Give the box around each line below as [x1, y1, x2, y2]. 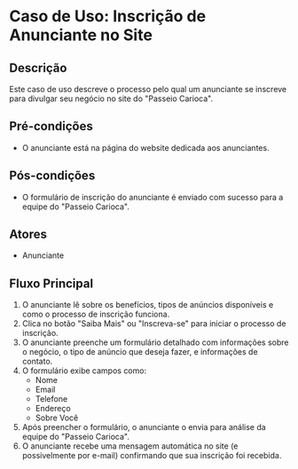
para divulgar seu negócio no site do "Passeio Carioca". [9, 93, 214, 104]
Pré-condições [9, 119, 93, 134]
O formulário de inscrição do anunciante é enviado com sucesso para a [21, 192, 284, 202]
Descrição [9, 60, 67, 75]
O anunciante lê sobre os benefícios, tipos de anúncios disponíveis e [21, 300, 274, 310]
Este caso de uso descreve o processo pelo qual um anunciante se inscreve [9, 84, 287, 94]
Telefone [35, 394, 68, 404]
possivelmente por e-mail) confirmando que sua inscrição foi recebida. [21, 450, 282, 461]
